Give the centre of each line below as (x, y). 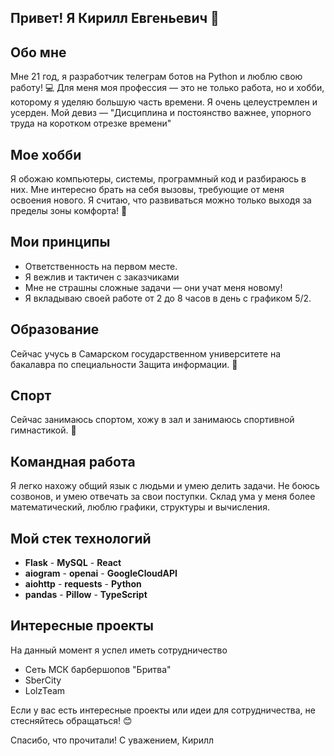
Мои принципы (60, 242)
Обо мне (38, 52)
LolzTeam (45, 690)
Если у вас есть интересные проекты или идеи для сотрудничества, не (163, 710)
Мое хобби (46, 154)
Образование (55, 329)
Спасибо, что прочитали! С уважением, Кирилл (112, 740)
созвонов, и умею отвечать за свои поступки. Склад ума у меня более (163, 497)
